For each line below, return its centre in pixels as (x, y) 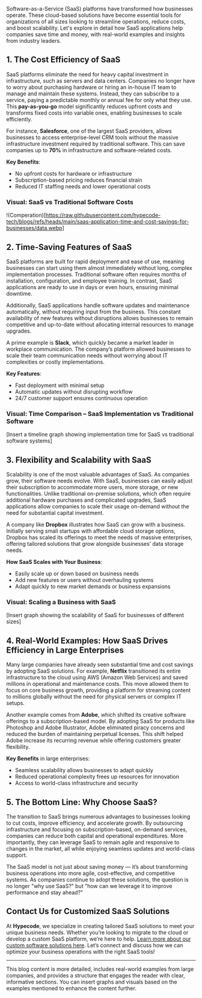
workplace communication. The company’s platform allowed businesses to (99, 349)
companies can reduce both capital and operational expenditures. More (95, 836)
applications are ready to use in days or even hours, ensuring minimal (92, 287)
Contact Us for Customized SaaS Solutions (88, 911)
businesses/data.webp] (35, 228)
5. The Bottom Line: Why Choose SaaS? (82, 802)
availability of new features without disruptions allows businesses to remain (100, 318)
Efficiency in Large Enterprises (65, 650)
